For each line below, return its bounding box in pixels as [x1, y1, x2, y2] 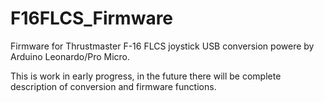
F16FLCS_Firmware [10, 7, 174, 30]
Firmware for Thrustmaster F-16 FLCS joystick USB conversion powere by [10, 40, 315, 52]
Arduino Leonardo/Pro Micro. [10, 50, 131, 62]
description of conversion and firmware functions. [10, 80, 217, 92]
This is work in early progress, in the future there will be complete [10, 70, 282, 82]
